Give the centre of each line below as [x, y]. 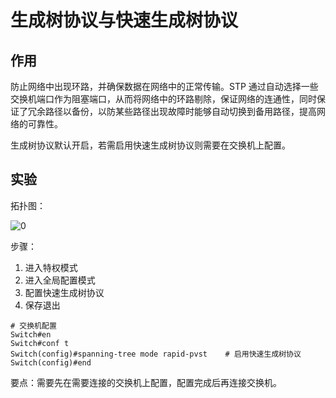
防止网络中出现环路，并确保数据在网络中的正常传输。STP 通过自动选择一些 [164, 86]
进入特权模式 [51, 267]
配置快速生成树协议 [64, 292]
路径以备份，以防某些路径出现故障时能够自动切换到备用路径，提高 [180, 111]
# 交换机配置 [33, 326]
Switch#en [31, 334]
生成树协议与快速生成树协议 [124, 20]
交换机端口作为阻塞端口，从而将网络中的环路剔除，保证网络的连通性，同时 [163, 99]
